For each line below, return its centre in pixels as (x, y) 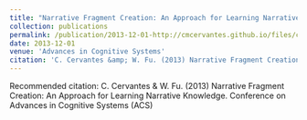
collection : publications (58, 26)
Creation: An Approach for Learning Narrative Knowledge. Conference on (148, 95)
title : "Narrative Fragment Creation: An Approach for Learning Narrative (155, 18)
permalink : (30, 35)
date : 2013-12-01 (42, 43)
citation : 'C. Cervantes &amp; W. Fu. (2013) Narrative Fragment (136, 60)
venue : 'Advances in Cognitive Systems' (88, 52)
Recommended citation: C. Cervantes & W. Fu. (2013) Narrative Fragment (147, 86)
